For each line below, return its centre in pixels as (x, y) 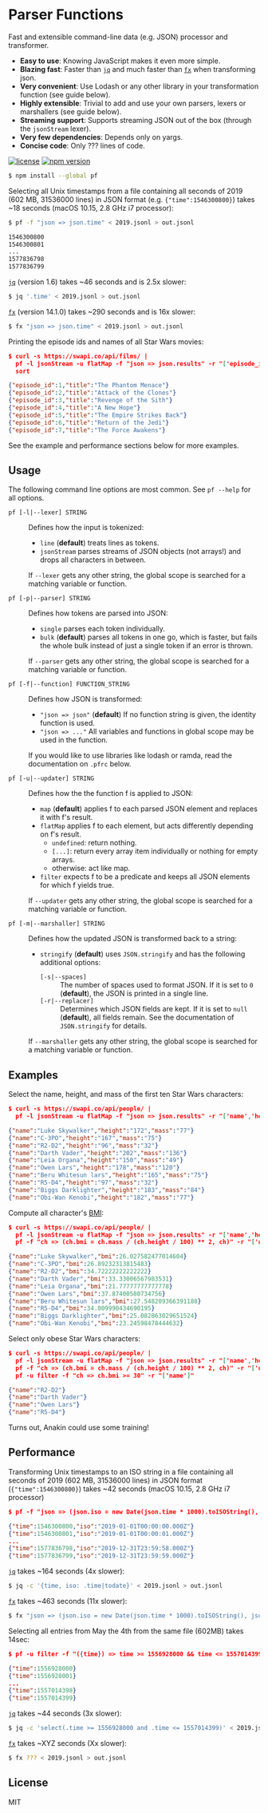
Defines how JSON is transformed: (85, 699)
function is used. (67, 723)
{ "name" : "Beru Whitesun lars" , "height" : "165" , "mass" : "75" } (108, 1175)
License (28, 1783)
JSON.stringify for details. (103, 1026)
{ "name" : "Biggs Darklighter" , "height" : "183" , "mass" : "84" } (106, 1190)
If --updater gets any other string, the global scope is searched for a (140, 901)
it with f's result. (66, 817)
